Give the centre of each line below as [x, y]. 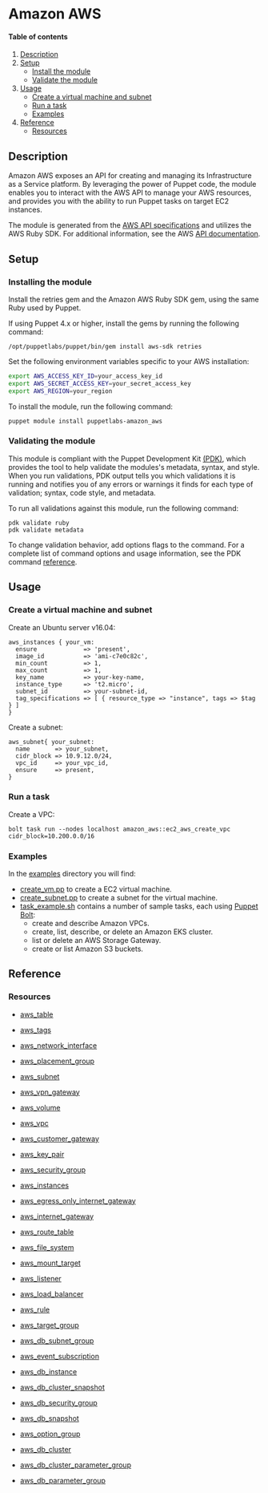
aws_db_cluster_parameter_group [76, 1465]
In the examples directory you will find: [72, 874]
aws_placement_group [57, 1061]
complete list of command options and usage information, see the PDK [125, 553]
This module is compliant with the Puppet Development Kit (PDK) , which [127, 459]
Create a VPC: [32, 814]
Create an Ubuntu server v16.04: [62, 627]
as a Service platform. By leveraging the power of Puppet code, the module [132, 184]
